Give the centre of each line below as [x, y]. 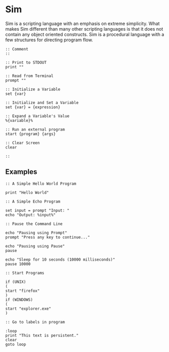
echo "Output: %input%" [31, 215]
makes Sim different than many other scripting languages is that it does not [84, 29]
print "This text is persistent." [42, 335]
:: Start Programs [25, 273]
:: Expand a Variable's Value [38, 116]
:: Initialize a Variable [33, 89]
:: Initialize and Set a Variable [42, 103]
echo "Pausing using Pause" [35, 246]
